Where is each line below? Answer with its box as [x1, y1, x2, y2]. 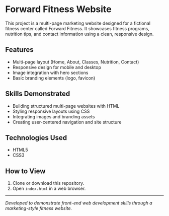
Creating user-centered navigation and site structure [12, 119, 122, 125]
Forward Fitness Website [5, 4, 112, 15]
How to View [5, 167, 46, 175]
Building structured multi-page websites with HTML [12, 103, 120, 109]
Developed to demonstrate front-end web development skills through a [5, 200, 152, 206]
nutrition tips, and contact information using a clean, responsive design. [5, 31, 154, 37]
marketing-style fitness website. [5, 205, 72, 211]
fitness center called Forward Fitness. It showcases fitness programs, [5, 25, 149, 31]
